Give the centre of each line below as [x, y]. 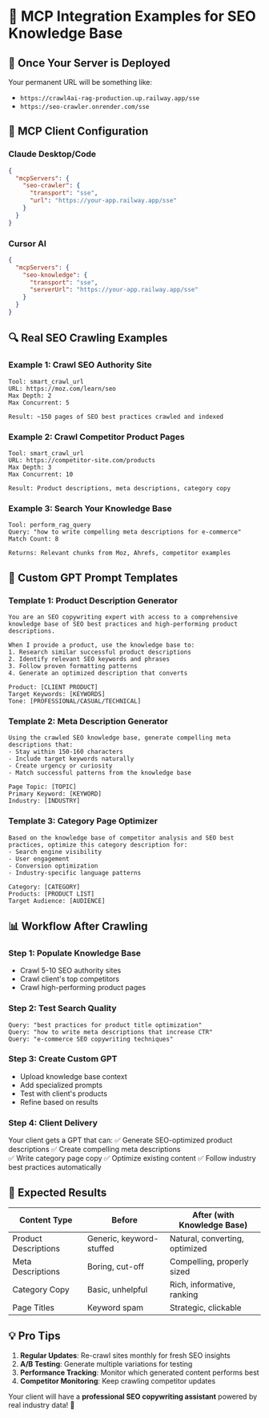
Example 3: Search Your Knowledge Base [90, 508]
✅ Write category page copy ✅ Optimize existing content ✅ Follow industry [132, 1158]
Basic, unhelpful [117, 1289]
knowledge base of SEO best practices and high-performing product [123, 624]
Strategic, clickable [205, 1307]
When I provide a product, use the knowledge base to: [102, 645]
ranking [184, 1295]
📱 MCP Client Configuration [78, 131]
